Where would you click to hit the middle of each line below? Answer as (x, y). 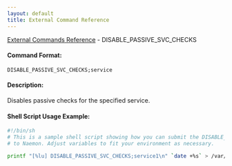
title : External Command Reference (58, 20)
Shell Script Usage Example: (49, 116)
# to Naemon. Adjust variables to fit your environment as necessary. (111, 143)
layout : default (30, 13)
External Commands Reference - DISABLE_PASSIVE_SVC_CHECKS (102, 39)
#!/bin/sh (21, 131)
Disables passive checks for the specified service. (79, 100)
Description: (25, 85)
